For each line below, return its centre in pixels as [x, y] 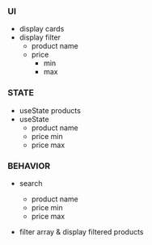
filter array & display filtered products [81, 231]
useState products [50, 110]
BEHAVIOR [29, 166]
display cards [42, 29]
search [31, 183]
